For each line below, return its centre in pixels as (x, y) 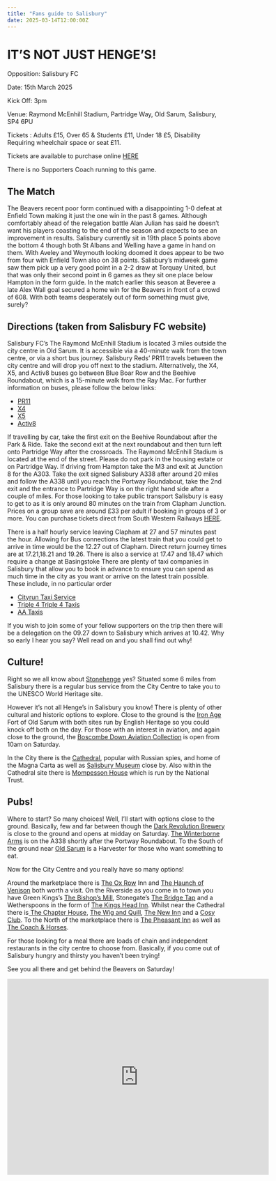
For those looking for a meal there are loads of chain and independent (107, 941)
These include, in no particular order (60, 584)
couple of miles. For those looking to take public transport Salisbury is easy (115, 496)
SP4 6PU (20, 122)
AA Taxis (30, 612)
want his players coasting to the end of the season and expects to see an (112, 231)
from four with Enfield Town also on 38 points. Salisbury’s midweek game (113, 260)
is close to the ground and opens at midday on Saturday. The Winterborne (114, 833)
